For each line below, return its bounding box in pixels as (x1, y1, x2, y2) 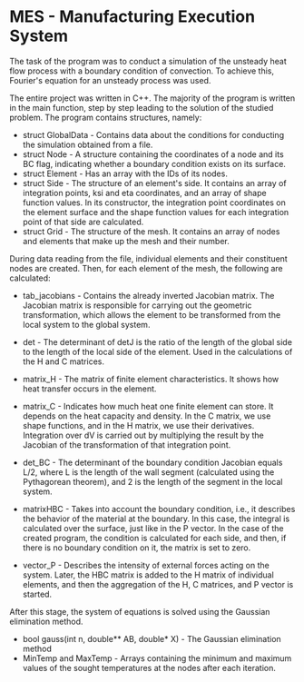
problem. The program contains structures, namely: (9, 112, 202, 123)
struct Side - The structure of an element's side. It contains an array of (22, 177, 288, 188)
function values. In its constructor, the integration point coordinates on (22, 197, 286, 208)
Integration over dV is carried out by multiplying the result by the (22, 430, 265, 440)
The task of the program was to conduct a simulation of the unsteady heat (9, 55, 288, 66)
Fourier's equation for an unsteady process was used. (9, 74, 211, 85)
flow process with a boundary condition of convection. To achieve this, (9, 65, 275, 76)
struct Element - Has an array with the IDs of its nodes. (22, 168, 229, 179)
